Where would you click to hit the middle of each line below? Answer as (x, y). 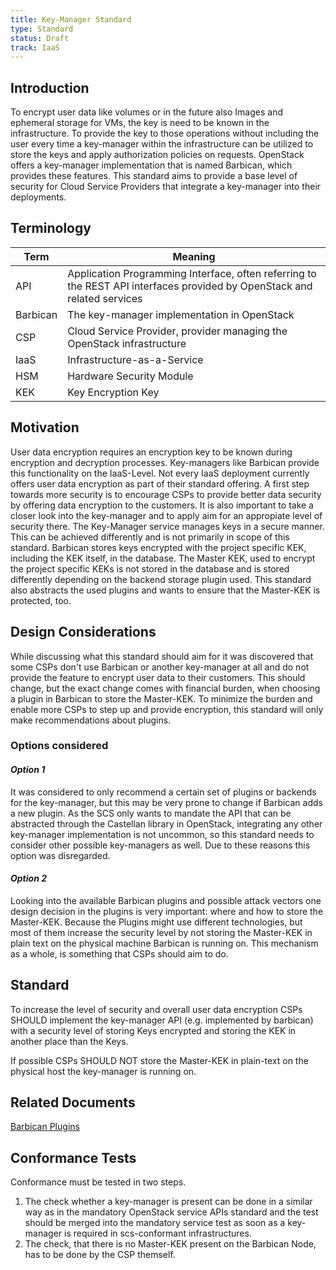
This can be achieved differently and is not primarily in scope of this (150, 537)
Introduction (50, 87)
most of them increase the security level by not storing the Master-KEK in (161, 932)
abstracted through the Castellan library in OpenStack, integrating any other (166, 823)
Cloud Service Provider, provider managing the (177, 331)
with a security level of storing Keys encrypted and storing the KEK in (153, 1030)
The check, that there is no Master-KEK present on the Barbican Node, (170, 1244)
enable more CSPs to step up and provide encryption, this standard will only (167, 709)
